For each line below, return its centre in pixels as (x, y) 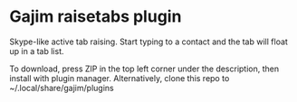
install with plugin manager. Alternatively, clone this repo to (120, 78)
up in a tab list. (37, 51)
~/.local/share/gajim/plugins (62, 88)
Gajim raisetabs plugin (96, 17)
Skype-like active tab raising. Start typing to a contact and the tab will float (148, 42)
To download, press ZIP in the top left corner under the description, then (144, 69)
